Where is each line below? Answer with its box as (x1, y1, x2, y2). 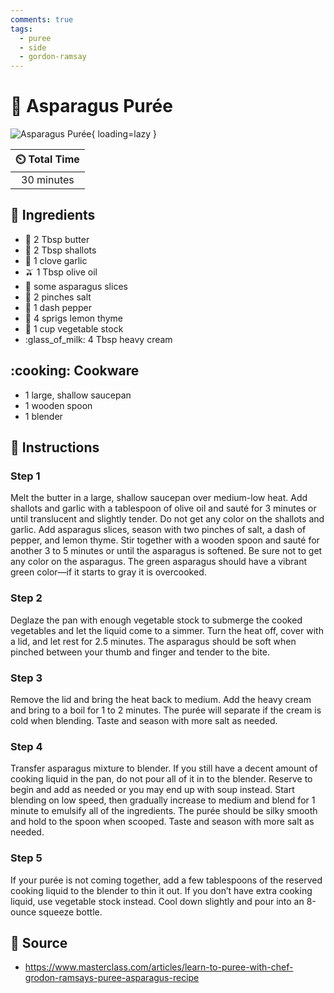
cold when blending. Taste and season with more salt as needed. (10, 714, 278, 726)
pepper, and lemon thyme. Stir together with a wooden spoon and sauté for (10, 534, 320, 546)
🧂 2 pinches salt (24, 291, 92, 303)
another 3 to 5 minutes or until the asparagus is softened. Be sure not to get (10, 545, 323, 557)
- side (19, 42, 47, 53)
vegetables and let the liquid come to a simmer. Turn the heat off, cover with (10, 624, 324, 636)
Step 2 (10, 591, 43, 605)
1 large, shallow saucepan (24, 389, 132, 401)
